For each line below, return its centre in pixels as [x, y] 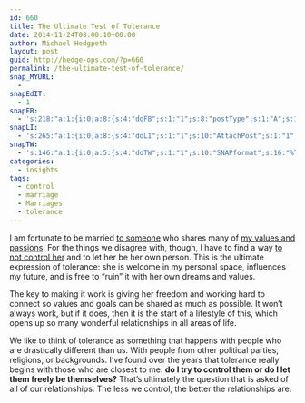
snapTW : [24, 144]
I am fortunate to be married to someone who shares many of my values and [152, 238]
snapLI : [24, 128]
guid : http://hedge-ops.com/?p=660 [77, 60]
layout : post [34, 52]
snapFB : [24, 111]
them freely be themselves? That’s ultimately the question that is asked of [149, 378]
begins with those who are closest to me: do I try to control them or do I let [150, 369]
